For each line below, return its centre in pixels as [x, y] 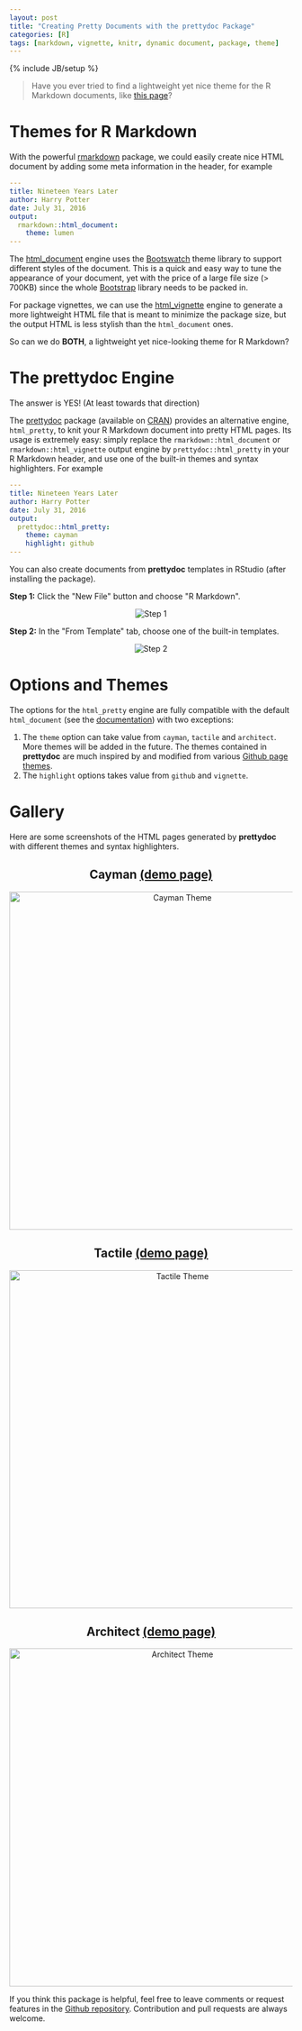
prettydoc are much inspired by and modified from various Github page [155, 756]
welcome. [27, 2018]
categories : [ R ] [40, 34]
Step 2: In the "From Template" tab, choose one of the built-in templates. [144, 631]
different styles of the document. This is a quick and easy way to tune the [145, 269]
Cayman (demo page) [151, 875]
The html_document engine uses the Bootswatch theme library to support [146, 259]
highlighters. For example [56, 469]
